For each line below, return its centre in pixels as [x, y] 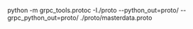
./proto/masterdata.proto [116, 18]
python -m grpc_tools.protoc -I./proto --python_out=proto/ [93, 10]
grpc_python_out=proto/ [43, 18]
